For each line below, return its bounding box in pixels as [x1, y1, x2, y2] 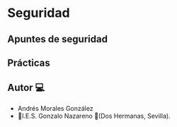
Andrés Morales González [17, 104, 93, 112]
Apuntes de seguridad [7, 33, 108, 45]
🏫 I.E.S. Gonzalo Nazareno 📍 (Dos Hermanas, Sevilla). [17, 111, 171, 120]
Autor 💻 [7, 82, 45, 94]
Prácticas [7, 56, 51, 68]
